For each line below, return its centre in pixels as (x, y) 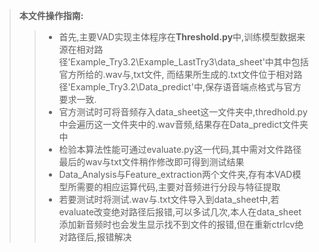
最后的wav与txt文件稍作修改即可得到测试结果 (151, 162)
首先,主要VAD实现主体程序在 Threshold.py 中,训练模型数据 (177, 37)
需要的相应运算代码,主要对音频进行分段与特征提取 (178, 187)
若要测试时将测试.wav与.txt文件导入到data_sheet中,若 (169, 199)
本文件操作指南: (51, 15)
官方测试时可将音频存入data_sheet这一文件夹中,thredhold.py (183, 112)
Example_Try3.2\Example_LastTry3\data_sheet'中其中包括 (189, 62)
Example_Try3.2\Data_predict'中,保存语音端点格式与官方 (186, 87)
